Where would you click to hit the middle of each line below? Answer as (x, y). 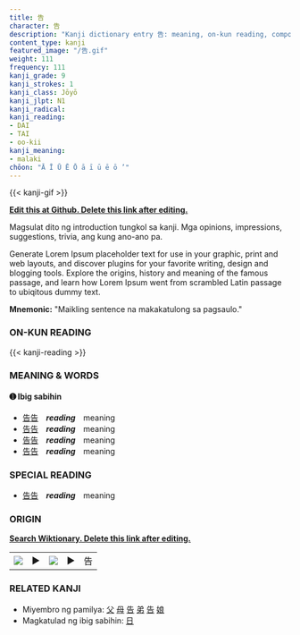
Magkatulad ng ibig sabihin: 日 (78, 620)
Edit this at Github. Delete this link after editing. (99, 210)
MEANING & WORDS (54, 375)
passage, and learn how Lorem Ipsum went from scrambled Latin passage (146, 283)
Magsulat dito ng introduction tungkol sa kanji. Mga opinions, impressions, (146, 227)
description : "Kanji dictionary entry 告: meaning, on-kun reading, (138, 34)
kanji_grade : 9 (37, 76)
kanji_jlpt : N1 (37, 101)
